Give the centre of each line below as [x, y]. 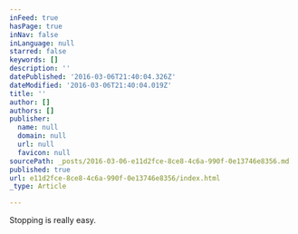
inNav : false [34, 34]
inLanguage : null [42, 43]
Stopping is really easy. [53, 220]
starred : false [38, 52]
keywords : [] [34, 60]
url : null [36, 144]
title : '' [28, 93]
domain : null [42, 136]
